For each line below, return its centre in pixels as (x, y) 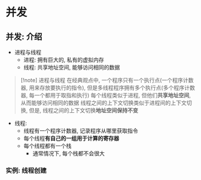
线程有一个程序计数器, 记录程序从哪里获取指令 (81, 131)
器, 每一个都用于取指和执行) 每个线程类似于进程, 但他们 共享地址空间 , (106, 95)
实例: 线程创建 (26, 170)
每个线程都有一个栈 (48, 146)
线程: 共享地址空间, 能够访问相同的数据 (72, 67)
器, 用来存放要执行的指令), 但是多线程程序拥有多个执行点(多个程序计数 (107, 88)
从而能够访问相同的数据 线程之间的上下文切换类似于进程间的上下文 (104, 103)
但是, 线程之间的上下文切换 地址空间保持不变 (84, 110)
